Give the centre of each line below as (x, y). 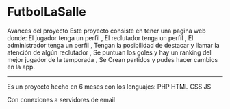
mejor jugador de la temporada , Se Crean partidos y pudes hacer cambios (113, 59)
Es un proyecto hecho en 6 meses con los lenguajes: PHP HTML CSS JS (109, 87)
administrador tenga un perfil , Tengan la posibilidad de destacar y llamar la (114, 45)
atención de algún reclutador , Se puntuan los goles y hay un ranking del (109, 52)
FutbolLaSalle (47, 12)
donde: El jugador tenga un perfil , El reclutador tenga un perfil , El (100, 37)
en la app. (21, 67)
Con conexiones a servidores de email (61, 99)
